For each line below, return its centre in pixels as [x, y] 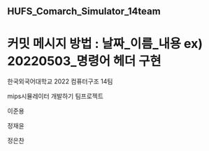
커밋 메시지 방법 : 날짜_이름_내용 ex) [105, 43]
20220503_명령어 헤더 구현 [84, 61]
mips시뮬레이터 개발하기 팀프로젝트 [55, 96]
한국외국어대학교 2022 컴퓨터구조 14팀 [60, 81]
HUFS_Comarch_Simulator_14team [84, 11]
